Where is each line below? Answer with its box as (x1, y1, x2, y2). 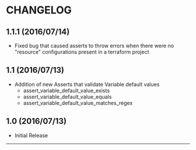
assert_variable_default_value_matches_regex (23, 99, 133, 106)
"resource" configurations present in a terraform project (14, 48, 149, 55)
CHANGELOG (6, 4, 72, 17)
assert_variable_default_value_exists (23, 87, 110, 94)
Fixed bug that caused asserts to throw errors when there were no (14, 42, 174, 49)
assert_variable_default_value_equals (23, 93, 112, 100)
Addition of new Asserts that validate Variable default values (14, 81, 160, 88)
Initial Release (14, 132, 48, 139)
